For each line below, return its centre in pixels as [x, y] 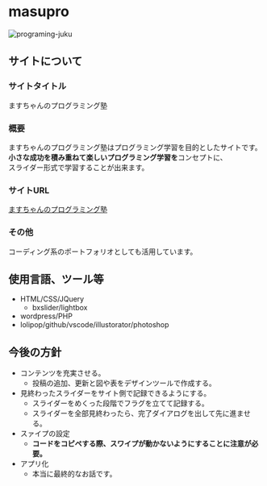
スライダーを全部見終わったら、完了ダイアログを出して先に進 [134, 413]
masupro [39, 12]
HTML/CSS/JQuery [52, 299]
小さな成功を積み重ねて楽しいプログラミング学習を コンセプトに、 [118, 157]
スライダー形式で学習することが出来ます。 [79, 167]
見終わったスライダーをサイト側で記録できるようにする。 [115, 393]
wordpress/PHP [46, 316]
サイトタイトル [38, 86]
